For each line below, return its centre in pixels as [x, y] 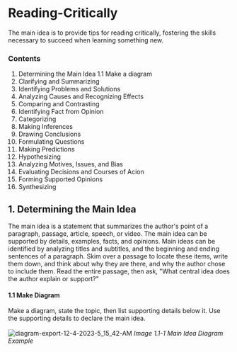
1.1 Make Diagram [34, 295]
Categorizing [37, 119]
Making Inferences [46, 127]
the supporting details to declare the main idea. [77, 318]
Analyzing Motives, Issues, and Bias [70, 164]
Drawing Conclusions [50, 134]
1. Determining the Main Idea [72, 209]
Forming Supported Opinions [60, 179]
